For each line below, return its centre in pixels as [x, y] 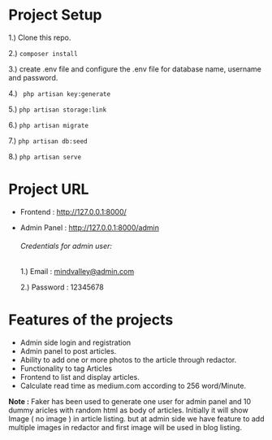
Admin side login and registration [76, 342]
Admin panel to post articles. [68, 351]
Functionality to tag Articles [66, 368]
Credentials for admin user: [66, 246]
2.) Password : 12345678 [62, 287]
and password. [33, 77]
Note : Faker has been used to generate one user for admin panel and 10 [130, 402]
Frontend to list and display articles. [80, 377]
